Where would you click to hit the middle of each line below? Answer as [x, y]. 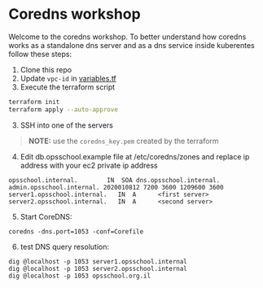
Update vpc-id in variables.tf [68, 78]
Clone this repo [46, 69]
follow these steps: [40, 54]
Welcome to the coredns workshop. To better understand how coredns [127, 37]
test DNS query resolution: [65, 247]
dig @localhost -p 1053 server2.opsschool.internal [98, 268]
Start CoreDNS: [46, 216]
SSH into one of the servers [67, 125]
